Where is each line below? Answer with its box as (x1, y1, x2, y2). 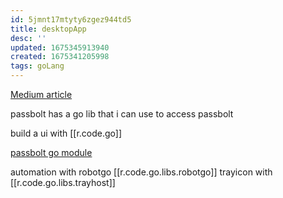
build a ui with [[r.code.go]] (10, 127, 123, 139)
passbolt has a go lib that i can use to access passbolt (10, 108, 234, 120)
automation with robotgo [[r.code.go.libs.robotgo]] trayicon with (10, 166, 273, 178)
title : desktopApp (10, 24, 87, 34)
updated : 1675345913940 (10, 42, 110, 53)
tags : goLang (10, 61, 65, 71)
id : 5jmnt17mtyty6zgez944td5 (10, 14, 132, 25)
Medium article (10, 89, 73, 100)
